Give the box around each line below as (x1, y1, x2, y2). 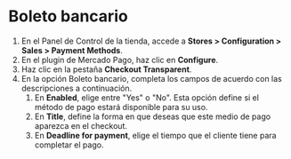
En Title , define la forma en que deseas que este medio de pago (34, 111, 271, 122)
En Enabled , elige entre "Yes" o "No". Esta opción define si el (34, 91, 260, 103)
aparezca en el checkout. (34, 120, 128, 131)
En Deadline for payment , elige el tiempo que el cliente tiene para (34, 130, 277, 140)
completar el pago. (34, 139, 104, 150)
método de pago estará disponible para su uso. (34, 101, 208, 112)
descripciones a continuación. (20, 83, 133, 93)
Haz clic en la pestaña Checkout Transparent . (20, 64, 192, 75)
